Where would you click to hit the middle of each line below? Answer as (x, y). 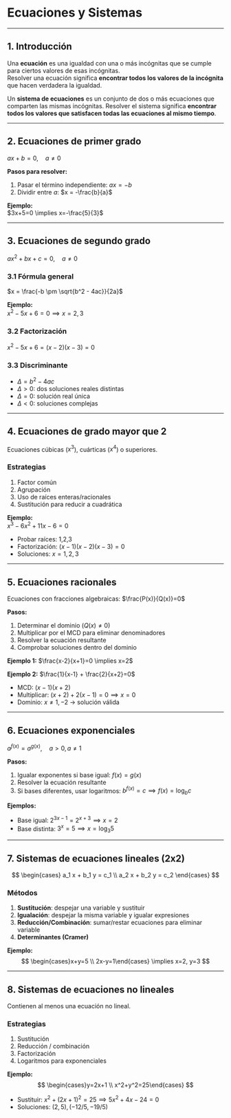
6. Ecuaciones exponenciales (71, 730)
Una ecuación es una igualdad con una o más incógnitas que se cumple (109, 63)
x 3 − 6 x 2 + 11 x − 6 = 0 (38, 526)
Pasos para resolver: (37, 171)
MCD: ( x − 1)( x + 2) (44, 688)
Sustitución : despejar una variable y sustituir (81, 908)
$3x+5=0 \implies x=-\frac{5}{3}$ (55, 212)
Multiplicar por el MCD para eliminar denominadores (91, 633)
